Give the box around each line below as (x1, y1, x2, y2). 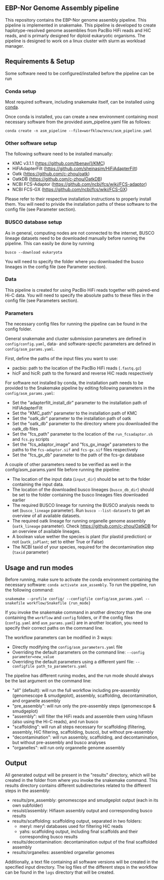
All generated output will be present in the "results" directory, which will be (5, 772, 156, 778)
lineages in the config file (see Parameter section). (5, 264, 107, 270)
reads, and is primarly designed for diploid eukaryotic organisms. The (5, 32, 145, 38)
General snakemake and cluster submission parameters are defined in (5, 336, 146, 342)
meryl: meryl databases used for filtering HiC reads (19, 823, 123, 829)
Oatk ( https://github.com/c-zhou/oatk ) (12, 171, 90, 177)
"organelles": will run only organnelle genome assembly (12, 744, 125, 750)
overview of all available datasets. (12, 513, 81, 519)
